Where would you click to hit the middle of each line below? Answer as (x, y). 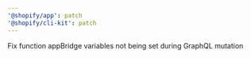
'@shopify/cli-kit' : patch (52, 23)
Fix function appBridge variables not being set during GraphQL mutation (125, 45)
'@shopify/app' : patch (45, 15)
